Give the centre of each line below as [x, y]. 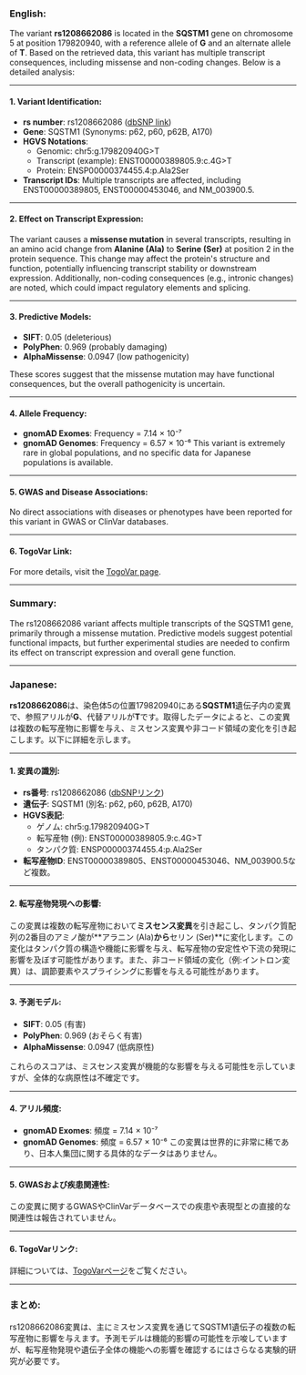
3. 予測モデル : [36, 1002]
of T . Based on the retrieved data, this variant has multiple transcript [138, 53]
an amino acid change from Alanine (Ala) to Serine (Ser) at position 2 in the [152, 249]
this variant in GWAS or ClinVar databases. [89, 522]
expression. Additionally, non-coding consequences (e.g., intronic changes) [152, 278]
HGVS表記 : [44, 815]
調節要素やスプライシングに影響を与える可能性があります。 [152, 971]
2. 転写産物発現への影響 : [56, 903]
